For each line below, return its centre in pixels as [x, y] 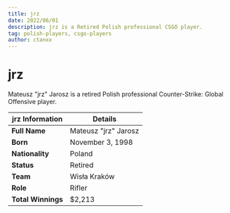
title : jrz [24, 14]
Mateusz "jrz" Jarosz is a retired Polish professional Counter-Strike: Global [116, 94]
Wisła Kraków [92, 176]
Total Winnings [38, 200]
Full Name [29, 131]
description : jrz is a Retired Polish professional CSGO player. [105, 27]
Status [23, 165]
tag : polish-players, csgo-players [60, 33]
